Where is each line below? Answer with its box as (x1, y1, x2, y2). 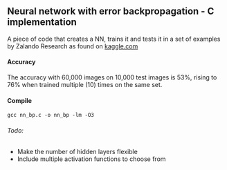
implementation (7, 17, 78, 28)
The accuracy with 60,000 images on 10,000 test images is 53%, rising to (7, 73, 217, 82)
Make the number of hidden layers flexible (17, 148, 138, 156)
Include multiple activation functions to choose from (17, 155, 166, 163)
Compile (7, 96, 33, 104)
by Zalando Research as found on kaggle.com (7, 41, 138, 50)
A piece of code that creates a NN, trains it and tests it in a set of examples (7, 35, 221, 43)
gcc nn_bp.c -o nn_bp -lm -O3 (7, 112, 95, 119)
